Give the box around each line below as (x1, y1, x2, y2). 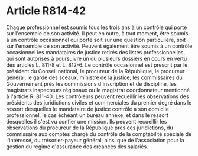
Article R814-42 (6, 4, 86, 18)
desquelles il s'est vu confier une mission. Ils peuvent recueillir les (6, 118, 167, 125)
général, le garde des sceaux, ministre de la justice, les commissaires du (6, 74, 183, 81)
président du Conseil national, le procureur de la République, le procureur (6, 67, 185, 74)
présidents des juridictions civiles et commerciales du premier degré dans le (6, 99, 192, 106)
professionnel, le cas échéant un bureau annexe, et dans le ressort (6, 111, 168, 119)
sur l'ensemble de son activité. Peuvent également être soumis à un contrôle (6, 43, 193, 50)
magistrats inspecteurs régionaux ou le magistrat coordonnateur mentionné (6, 86, 190, 93)
